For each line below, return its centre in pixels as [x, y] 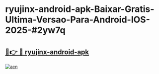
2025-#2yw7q [35, 30]
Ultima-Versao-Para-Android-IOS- [78, 20]
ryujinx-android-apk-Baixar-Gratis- [80, 9]
